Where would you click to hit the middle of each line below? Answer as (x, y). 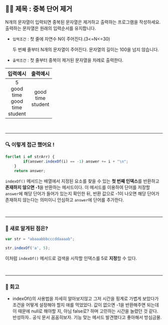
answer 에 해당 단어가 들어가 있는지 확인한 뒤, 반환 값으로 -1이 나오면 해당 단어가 (82, 193)
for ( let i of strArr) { (30, 157)
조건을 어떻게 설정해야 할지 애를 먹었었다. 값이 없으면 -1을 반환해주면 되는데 (85, 304)
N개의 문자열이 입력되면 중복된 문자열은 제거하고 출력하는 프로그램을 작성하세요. (83, 22)
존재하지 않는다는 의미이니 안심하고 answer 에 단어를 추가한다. (64, 199)
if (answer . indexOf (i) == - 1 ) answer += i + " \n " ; (76, 161)
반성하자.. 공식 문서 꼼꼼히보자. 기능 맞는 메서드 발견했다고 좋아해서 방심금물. (87, 317)
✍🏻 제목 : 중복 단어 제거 (39, 9)
